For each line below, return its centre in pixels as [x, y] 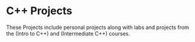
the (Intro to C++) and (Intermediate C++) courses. [68, 33]
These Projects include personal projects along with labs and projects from [98, 27]
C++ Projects [39, 11]
